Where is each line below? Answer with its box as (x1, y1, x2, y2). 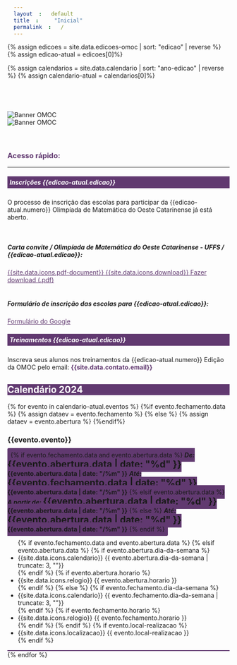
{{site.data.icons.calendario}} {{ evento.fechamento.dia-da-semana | (17, 591, 219, 600)
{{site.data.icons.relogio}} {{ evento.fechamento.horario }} (17, 613, 187, 622)
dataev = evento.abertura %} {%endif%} (7, 417, 126, 426)
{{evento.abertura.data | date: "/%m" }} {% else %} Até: (7, 506, 176, 515)
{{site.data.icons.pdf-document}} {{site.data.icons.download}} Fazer (7, 268, 207, 277)
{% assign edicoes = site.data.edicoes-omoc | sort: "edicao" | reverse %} (7, 43, 221, 52)
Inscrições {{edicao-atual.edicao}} (9, 178, 116, 187)
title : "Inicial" (13, 17, 83, 24)
